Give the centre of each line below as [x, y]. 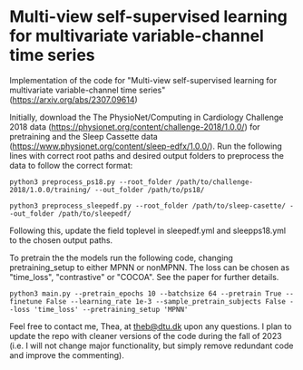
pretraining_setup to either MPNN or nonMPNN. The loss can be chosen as [150, 267]
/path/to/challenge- [215, 182]
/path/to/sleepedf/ [94, 214]
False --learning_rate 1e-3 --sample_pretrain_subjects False [166, 301]
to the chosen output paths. [61, 240]
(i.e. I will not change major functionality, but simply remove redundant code [151, 346]
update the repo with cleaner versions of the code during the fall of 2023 [146, 336]
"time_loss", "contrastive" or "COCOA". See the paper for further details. [144, 277]
